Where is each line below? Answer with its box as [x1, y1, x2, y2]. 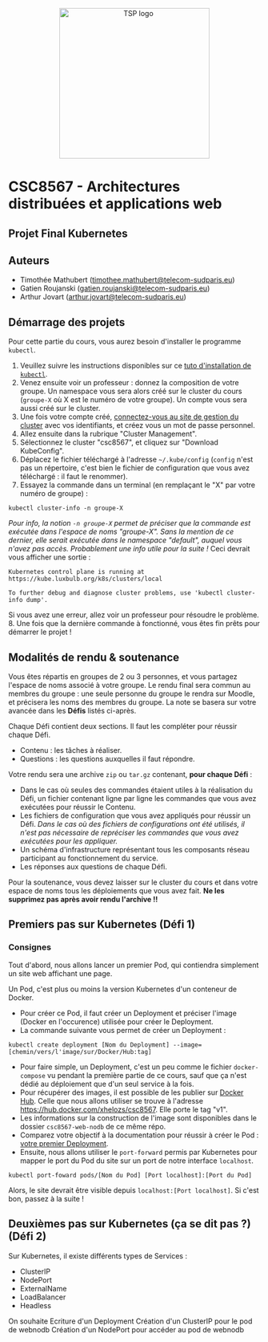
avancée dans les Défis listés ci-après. [8, 706, 137, 716]
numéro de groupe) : [19, 489, 88, 498]
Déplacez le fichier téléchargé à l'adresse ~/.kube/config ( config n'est [19, 454, 254, 465]
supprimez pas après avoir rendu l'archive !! [8, 895, 158, 905]
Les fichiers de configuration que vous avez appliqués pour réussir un [19, 811, 251, 820]
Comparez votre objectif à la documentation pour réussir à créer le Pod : [19, 1130, 259, 1140]
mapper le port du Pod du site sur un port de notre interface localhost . [19, 1156, 254, 1165]
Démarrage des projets [8, 315, 126, 329]
